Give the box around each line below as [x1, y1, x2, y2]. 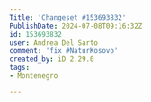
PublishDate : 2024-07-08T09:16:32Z [9, 21, 143, 30]
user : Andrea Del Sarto [9, 38, 99, 47]
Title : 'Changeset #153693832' [9, 13, 127, 22]
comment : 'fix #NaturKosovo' [9, 47, 119, 55]
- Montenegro [9, 72, 58, 81]
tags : [9, 64, 30, 72]
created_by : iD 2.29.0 [9, 55, 94, 64]
